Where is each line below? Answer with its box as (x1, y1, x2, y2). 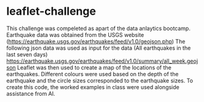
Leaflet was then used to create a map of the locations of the (17, 63, 172, 71)
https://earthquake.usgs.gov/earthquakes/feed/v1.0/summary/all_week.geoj (6, 57, 198, 65)
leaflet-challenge (6, 4, 96, 18)
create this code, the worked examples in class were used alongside (6, 83, 179, 90)
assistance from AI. (6, 90, 55, 97)
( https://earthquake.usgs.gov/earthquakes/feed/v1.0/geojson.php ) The (6, 37, 186, 45)
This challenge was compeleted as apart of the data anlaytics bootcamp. (6, 25, 190, 32)
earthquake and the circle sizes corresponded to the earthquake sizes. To (6, 77, 194, 84)
